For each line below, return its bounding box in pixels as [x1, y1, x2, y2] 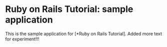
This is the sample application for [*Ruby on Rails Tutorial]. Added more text [5, 30, 162, 36]
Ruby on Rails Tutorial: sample [5, 3, 133, 15]
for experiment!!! [5, 36, 39, 42]
